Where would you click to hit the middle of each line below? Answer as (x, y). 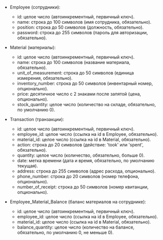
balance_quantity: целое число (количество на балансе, (76, 227)
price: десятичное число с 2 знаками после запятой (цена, (79, 94)
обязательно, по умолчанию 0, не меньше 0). (65, 232)
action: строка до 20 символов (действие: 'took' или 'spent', (80, 145)
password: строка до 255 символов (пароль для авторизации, (82, 32)
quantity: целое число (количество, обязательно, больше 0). (81, 155)
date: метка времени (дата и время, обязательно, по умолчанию (86, 160)
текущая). (27, 166)
